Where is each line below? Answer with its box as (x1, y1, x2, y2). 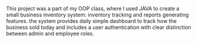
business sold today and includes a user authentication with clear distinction (6, 24, 191, 31)
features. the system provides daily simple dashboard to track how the (6, 18, 177, 24)
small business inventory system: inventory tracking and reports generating (6, 11, 189, 18)
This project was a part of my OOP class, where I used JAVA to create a (6, 5, 179, 12)
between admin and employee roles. (6, 30, 94, 37)
